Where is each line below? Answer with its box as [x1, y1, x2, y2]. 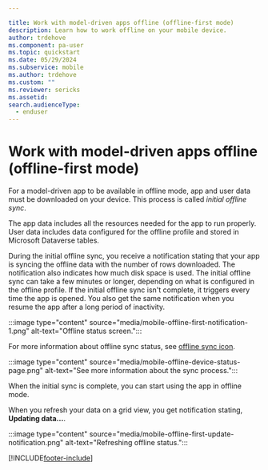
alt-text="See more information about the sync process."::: [45, 366, 238, 376]
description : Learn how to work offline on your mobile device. [8, 26, 227, 34]
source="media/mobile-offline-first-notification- [89, 318, 248, 327]
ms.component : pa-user [8, 41, 84, 49]
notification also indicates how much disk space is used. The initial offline [8, 268, 251, 278]
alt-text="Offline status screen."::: [30, 326, 142, 336]
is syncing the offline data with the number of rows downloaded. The [8, 259, 236, 269]
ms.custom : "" [8, 78, 56, 86]
